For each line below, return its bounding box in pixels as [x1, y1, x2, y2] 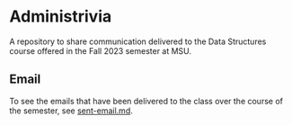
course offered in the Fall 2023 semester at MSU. [9, 45, 191, 56]
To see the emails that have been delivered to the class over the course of [9, 95, 283, 106]
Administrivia [9, 6, 112, 27]
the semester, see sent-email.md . [9, 105, 133, 116]
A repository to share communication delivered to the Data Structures [9, 36, 267, 47]
